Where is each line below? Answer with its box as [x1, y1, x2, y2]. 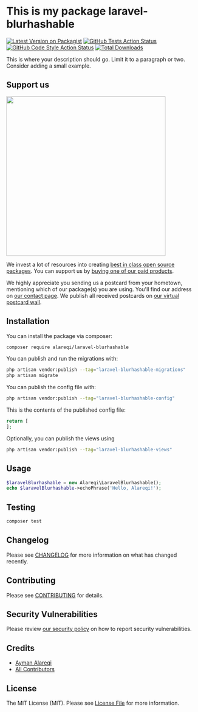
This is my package [6, 4, 106, 18]
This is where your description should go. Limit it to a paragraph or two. [6, 55, 185, 63]
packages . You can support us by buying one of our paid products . [6, 267, 174, 275]
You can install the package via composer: [6, 332, 112, 339]
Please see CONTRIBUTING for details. [6, 591, 104, 599]
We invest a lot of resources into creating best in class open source [6, 261, 175, 268]
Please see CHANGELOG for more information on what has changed [6, 551, 177, 559]
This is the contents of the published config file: [6, 406, 126, 414]
